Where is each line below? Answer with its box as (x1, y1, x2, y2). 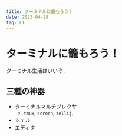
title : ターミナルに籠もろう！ (6, 8, 73, 15)
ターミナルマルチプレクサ (14, 103, 77, 110)
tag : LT (6, 19, 25, 25)
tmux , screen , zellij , (23, 110, 74, 117)
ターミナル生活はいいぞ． (6, 67, 68, 74)
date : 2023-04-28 (6, 14, 49, 20)
